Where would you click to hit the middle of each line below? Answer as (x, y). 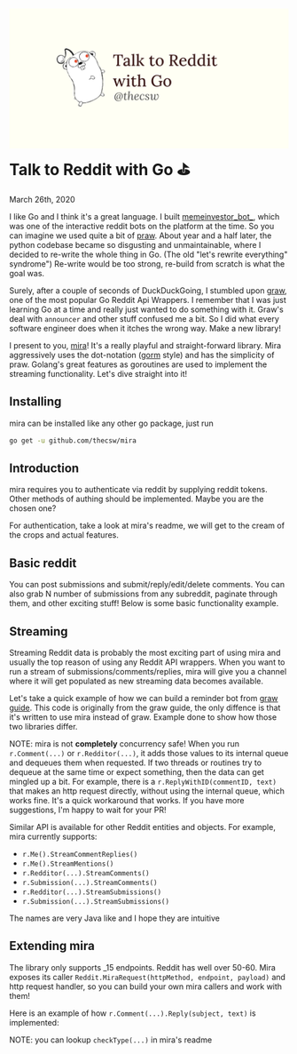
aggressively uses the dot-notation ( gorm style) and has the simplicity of (142, 355)
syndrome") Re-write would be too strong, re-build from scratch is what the (147, 263)
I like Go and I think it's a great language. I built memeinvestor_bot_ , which (145, 216)
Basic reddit (43, 563)
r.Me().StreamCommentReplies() (80, 855)
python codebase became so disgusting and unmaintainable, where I (135, 244)
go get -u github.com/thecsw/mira (73, 440)
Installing (35, 402)
